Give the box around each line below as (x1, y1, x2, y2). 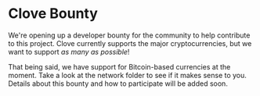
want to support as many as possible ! (8, 47, 130, 56)
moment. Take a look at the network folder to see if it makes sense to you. (8, 70, 247, 80)
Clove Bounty (8, 5, 98, 23)
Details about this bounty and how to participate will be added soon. (8, 79, 229, 88)
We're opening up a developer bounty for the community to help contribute (8, 30, 251, 40)
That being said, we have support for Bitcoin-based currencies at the (8, 62, 231, 71)
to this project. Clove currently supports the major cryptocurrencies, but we (8, 38, 252, 48)
